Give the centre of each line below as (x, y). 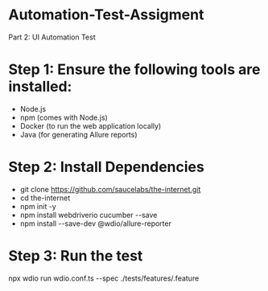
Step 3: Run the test (76, 256)
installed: (40, 87)
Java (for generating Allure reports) (79, 134)
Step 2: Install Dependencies (107, 167)
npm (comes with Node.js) (64, 117)
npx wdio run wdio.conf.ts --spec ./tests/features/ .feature (104, 278)
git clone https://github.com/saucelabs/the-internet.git (110, 189)
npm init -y (38, 206)
